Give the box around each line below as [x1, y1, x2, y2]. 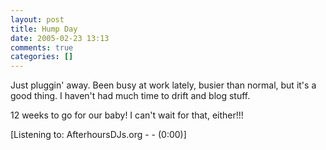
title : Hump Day [10, 24, 78, 34]
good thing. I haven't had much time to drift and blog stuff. [10, 90, 251, 102]
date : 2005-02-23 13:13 [10, 33, 110, 43]
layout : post [10, 14, 65, 25]
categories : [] [10, 52, 74, 62]
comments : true [10, 42, 74, 53]
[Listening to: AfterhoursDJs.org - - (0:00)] [10, 129, 187, 141]
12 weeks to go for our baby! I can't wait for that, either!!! [10, 109, 244, 121]
